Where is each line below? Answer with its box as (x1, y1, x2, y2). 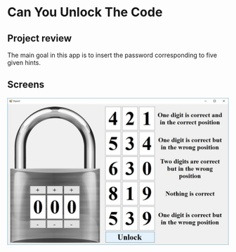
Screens (7, 79, 44, 91)
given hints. (7, 58, 41, 67)
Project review (7, 32, 72, 44)
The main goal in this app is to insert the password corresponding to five (7, 51, 218, 59)
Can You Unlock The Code (7, 4, 163, 20)
